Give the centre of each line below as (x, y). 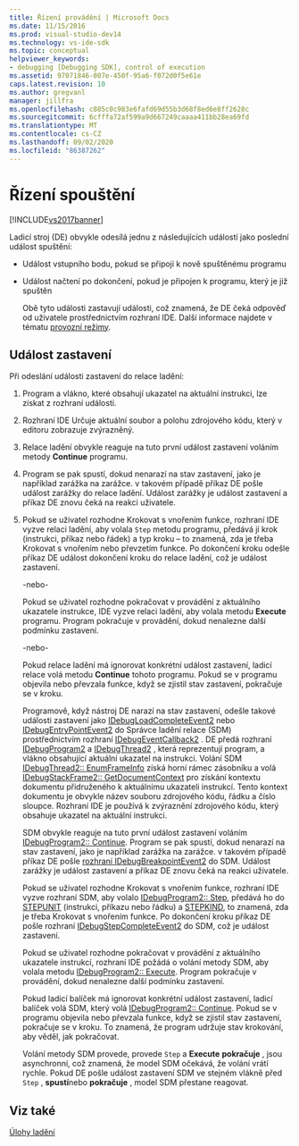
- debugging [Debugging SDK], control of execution (107, 68)
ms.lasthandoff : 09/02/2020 (62, 142)
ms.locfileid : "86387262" (57, 150)
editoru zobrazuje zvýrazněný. (78, 430)
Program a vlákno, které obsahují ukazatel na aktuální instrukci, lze (145, 393)
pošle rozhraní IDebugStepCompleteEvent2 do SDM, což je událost (145, 926)
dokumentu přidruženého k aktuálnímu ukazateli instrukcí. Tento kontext (155, 787)
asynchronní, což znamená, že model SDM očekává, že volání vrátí (145, 1064)
